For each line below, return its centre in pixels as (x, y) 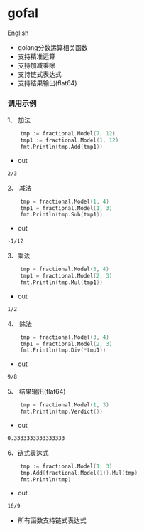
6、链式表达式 (28, 453)
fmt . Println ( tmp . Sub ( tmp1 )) (61, 215)
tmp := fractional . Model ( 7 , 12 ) (68, 134)
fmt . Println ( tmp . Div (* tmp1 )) (63, 350)
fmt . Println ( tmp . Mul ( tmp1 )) (61, 283)
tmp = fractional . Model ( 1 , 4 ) (65, 201)
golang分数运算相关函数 (52, 47)
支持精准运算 (36, 56)
